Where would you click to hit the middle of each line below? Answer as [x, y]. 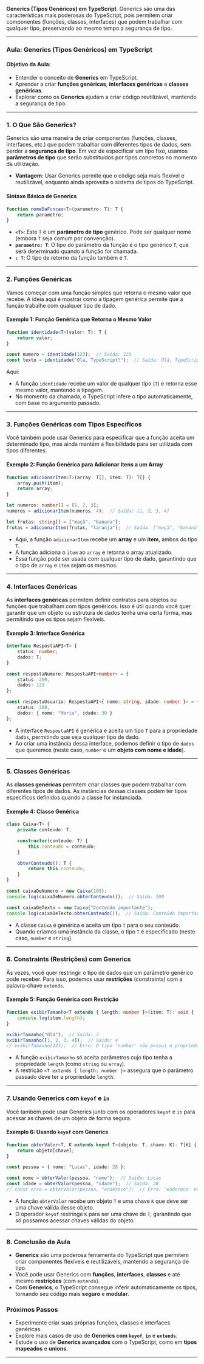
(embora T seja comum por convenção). [65, 238]
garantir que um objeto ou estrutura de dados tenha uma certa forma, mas [99, 612]
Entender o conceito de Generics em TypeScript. [76, 78]
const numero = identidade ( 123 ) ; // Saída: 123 [69, 355]
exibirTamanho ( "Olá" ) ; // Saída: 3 [53, 1034]
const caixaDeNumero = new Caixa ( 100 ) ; [57, 891]
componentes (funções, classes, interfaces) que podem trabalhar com [95, 22]
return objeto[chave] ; [46, 1151]
